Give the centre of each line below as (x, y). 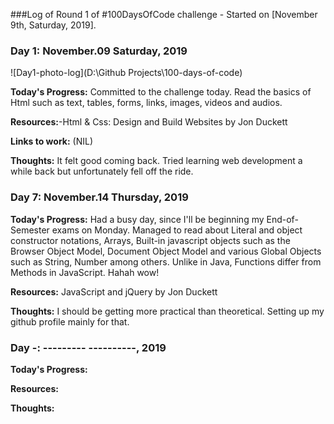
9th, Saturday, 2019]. (53, 25)
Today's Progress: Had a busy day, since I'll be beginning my (137, 219)
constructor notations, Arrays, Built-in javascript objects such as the (150, 240)
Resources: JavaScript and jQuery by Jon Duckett (114, 291)
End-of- (282, 219)
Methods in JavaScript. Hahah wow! (85, 272)
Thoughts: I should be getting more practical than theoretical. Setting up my (167, 311)
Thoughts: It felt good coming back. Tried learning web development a (156, 161)
